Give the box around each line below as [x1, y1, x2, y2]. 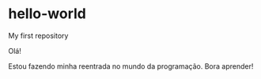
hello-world [8, 5, 87, 23]
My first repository [8, 31, 69, 40]
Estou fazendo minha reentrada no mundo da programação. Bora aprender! [8, 61, 254, 71]
